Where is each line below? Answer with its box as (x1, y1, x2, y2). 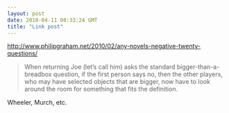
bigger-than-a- (176, 63, 220, 71)
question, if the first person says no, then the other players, (53, 70, 223, 78)
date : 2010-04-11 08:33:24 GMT (7, 17, 98, 24)
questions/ (7, 49, 38, 58)
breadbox (24, 70, 52, 78)
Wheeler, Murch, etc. (7, 98, 67, 107)
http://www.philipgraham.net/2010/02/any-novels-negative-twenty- (7, 42, 201, 51)
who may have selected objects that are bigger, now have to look (24, 78, 210, 86)
